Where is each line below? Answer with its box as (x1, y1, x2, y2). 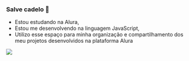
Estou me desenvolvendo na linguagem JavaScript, (14, 25, 140, 32)
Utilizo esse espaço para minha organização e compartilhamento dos (14, 31, 184, 38)
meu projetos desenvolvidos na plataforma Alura (14, 38, 133, 45)
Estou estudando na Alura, (14, 19, 80, 26)
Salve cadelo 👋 (6, 5, 50, 13)
